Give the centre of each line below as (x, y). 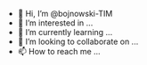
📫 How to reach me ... (59, 51)
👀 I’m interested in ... (55, 23)
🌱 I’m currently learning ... (65, 32)
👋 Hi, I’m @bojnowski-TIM (65, 14)
